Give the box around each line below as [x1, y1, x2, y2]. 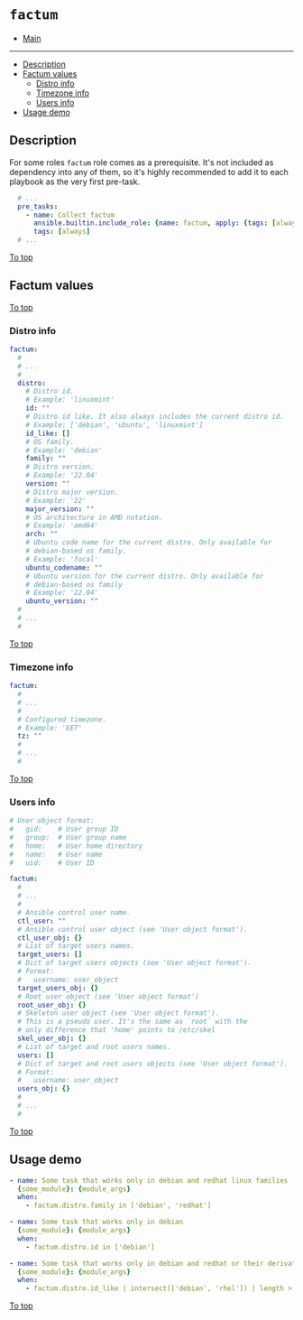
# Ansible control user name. [17, 907, 131, 917]
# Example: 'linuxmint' [25, 395, 115, 404]
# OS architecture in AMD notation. [25, 513, 164, 522]
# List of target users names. [17, 942, 135, 951]
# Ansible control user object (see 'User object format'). [17, 925, 248, 934]
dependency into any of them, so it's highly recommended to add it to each [9, 166, 289, 177]
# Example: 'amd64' [25, 521, 99, 530]
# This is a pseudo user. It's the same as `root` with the [17, 1018, 248, 1027]
